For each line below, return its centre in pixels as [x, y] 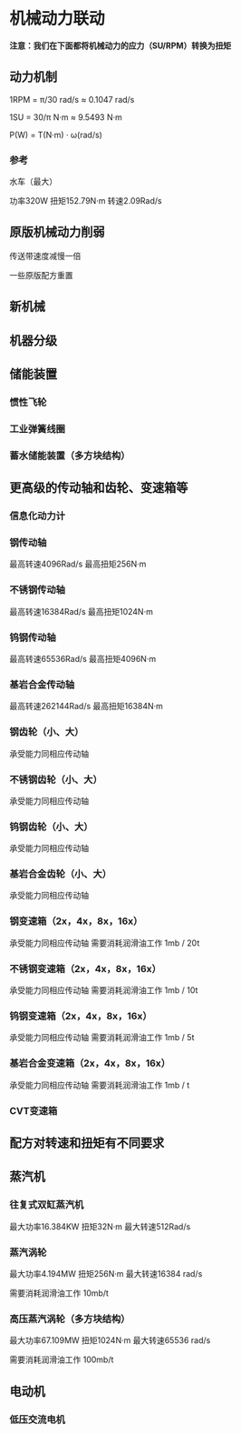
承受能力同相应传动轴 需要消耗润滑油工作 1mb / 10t [104, 990]
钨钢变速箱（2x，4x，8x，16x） [81, 1016]
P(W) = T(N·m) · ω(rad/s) [56, 135]
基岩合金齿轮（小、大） [60, 874]
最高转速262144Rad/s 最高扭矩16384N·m [86, 707]
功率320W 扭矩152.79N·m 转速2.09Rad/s [86, 201]
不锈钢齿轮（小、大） [56, 779]
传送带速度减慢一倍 [45, 256]
